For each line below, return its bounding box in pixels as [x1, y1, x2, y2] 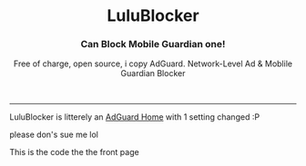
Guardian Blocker [120, 68, 186, 79]
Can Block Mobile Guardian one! [80, 38, 226, 51]
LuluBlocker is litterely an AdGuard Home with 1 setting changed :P [9, 112, 260, 122]
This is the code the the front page [9, 147, 139, 158]
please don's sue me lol [9, 129, 98, 141]
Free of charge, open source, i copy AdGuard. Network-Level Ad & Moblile [13, 58, 293, 69]
